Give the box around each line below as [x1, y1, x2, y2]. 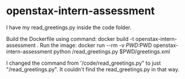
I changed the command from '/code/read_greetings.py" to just [6, 59, 161, 67]
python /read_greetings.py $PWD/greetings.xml [53, 48, 171, 55]
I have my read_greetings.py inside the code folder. [6, 24, 132, 31]
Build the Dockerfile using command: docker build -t [6, 35, 134, 42]
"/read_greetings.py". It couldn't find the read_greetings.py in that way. [6, 65, 180, 72]
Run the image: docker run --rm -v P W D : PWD [39, 42, 152, 49]
